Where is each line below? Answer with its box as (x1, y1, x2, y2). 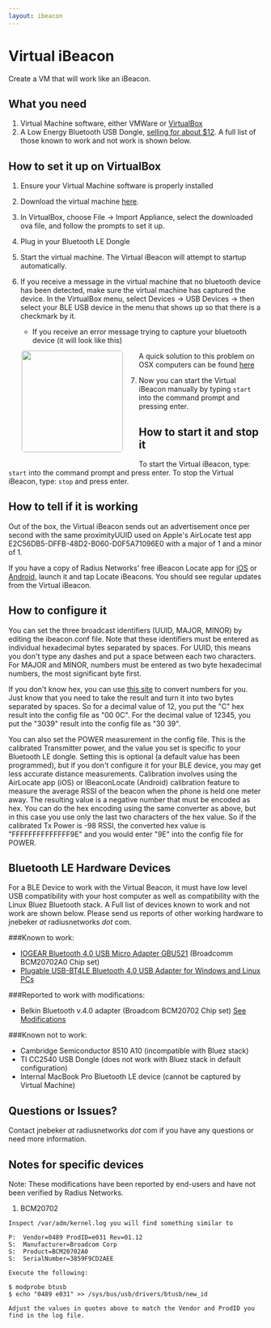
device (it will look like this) (32, 336, 123, 346)
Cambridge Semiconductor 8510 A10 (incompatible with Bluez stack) (19, 1046, 249, 1055)
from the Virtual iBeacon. (8, 580, 91, 590)
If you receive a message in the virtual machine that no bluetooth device (19, 277, 261, 286)
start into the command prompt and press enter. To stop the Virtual (8, 468, 235, 477)
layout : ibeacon (8, 11, 63, 20)
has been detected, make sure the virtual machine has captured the (19, 286, 246, 295)
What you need (8, 97, 87, 110)
